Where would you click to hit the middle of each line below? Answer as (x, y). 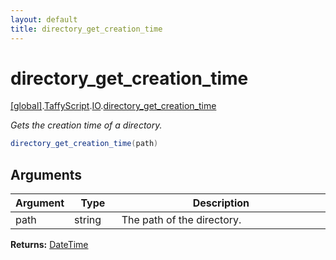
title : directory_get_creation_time (86, 29)
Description (221, 203)
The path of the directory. (181, 220)
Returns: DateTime (49, 245)
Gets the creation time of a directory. (86, 125)
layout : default (44, 19)
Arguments (46, 174)
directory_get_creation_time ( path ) (84, 144)
